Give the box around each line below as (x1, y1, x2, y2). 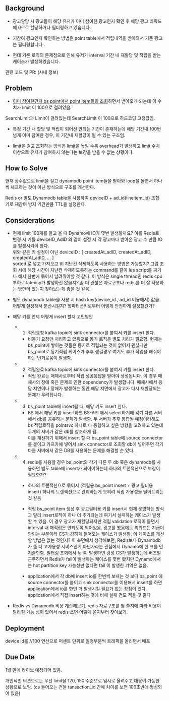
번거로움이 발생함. (37, 355, 73, 361)
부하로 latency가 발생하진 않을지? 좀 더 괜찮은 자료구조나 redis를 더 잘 (12, 280, 150, 286)
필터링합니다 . (18, 41, 45, 47)
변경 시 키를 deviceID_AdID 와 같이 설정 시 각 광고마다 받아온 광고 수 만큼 (12, 236, 157, 242)
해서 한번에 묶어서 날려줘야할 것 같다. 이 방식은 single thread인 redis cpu (18, 273, 162, 279)
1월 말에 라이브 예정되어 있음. (5, 667, 63, 673)
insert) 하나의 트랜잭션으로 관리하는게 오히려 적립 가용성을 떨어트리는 (27, 489, 164, 495)
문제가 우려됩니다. (27, 392, 63, 398)
